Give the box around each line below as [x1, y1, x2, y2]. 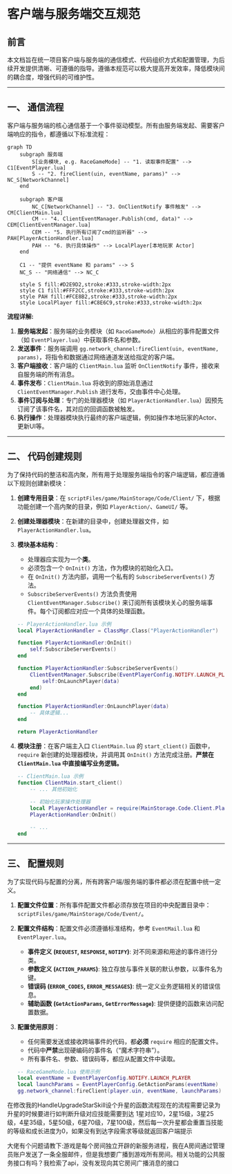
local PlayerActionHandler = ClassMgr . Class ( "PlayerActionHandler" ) [17, 627, 219, 634]
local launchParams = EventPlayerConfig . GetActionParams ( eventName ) [17, 1081, 219, 1088]
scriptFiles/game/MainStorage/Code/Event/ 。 [17, 909, 148, 917]
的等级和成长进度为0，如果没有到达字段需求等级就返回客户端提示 [7, 1127, 193, 1135]
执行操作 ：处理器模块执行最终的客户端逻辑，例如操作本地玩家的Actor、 [17, 413, 221, 422]
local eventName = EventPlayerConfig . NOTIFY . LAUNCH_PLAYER [17, 1074, 191, 1082]
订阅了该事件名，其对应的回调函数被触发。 [17, 404, 139, 413]
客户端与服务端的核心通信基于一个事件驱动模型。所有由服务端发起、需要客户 [7, 121, 225, 129]
